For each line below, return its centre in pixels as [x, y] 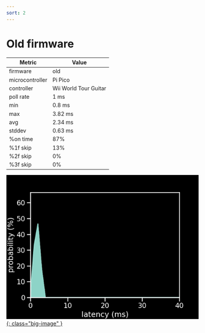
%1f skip [20, 148]
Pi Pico [61, 80]
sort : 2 [16, 13]
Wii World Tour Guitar [79, 88]
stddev [17, 131]
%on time [21, 139]
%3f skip [20, 165]
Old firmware [40, 44]
